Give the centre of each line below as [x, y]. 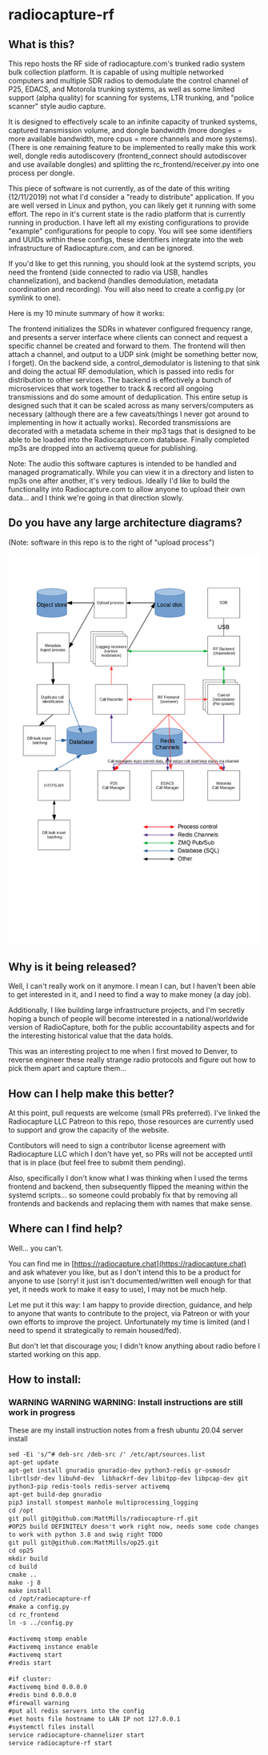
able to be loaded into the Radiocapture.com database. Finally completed [129, 440]
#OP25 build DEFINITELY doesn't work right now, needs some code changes [134, 1526]
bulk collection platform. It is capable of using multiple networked [116, 72]
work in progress [42, 1413]
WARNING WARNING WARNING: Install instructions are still [126, 1403]
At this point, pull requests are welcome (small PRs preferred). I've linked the [134, 1113]
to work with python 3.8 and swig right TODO [85, 1534]
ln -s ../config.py [41, 1623]
